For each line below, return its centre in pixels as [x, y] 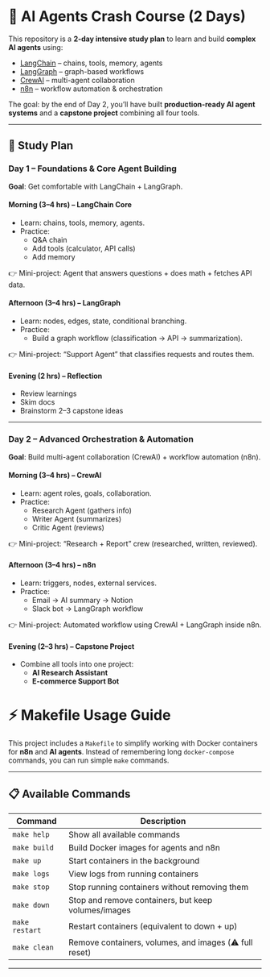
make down [31, 905]
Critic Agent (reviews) [68, 527]
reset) [80, 952]
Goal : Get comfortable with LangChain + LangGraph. [96, 186]
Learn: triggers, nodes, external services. [88, 583]
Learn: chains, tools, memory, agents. [82, 222]
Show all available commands [124, 834]
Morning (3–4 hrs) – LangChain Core [70, 205]
